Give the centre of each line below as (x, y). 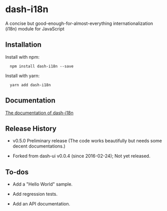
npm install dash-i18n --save (42, 66)
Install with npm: (22, 57)
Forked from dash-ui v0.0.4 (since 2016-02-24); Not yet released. (81, 156)
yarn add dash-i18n (30, 85)
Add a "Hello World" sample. (42, 184)
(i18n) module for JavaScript (35, 28)
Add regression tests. (35, 194)
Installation (23, 45)
